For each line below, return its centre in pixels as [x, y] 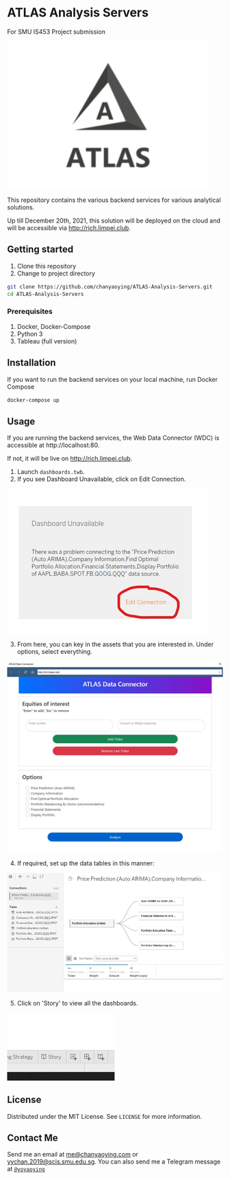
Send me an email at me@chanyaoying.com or [73, 1155]
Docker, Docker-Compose [54, 326]
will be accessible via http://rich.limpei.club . [69, 227]
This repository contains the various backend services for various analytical [114, 200]
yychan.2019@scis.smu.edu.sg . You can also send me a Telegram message [114, 1161]
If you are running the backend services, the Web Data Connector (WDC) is [113, 438]
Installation [31, 363]
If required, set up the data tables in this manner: [86, 863]
